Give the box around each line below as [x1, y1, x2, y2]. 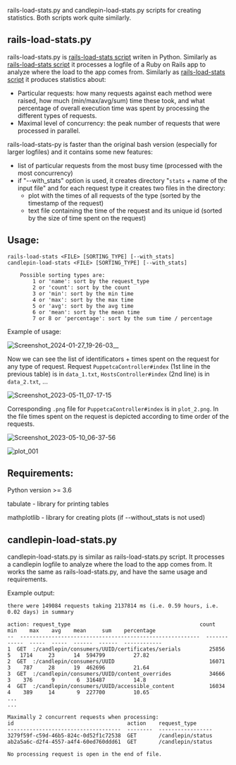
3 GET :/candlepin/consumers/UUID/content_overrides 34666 [7, 670, 225, 677]
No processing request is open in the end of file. [7, 751, 162, 758]
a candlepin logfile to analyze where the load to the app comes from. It [7, 560, 213, 569]
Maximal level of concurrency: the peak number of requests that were [17, 119, 221, 127]
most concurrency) [17, 169, 73, 177]
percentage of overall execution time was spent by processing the [17, 104, 210, 112]
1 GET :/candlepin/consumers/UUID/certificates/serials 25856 [7, 646, 225, 653]
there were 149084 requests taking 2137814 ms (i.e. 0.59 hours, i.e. [7, 603, 219, 610]
